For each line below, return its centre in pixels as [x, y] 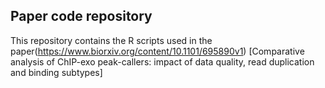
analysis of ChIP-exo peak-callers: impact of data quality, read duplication [162, 61]
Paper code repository [81, 16]
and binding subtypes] [56, 72]
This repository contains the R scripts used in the [111, 40]
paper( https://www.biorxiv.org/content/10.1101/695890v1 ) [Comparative [157, 51]
